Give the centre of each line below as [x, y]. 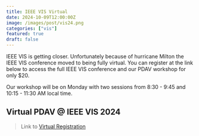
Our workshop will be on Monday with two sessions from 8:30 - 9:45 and [96, 87]
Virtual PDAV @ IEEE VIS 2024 [63, 112]
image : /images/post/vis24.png [45, 23]
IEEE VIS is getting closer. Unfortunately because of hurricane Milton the [95, 56]
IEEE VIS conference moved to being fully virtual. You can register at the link [100, 63]
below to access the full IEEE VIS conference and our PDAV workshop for [96, 69]
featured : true [25, 34]
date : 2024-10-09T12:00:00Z [41, 17]
